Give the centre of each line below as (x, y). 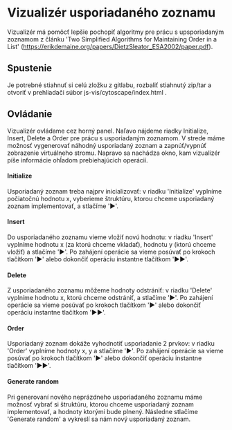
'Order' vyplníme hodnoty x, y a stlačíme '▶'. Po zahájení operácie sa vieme (115, 351)
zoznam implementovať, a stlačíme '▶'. (63, 206)
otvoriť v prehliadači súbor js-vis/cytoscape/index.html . (87, 92)
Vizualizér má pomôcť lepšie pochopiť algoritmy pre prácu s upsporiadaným (116, 32)
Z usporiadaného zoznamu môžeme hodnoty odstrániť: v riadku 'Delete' (110, 290)
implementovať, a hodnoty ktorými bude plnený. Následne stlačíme (103, 411)
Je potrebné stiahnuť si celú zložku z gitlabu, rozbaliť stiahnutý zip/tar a (109, 85)
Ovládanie (30, 114)
